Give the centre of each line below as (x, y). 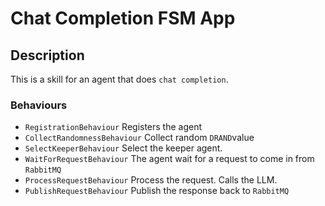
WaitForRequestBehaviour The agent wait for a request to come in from (169, 159)
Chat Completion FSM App (123, 18)
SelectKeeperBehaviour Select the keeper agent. (123, 148)
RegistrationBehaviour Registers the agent (113, 127)
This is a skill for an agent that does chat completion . (119, 79)
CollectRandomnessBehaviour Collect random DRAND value (139, 138)
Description (47, 55)
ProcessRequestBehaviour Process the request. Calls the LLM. (151, 180)
